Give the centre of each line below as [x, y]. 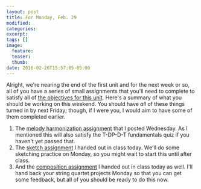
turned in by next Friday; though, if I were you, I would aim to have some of [99, 110]
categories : [21, 29]
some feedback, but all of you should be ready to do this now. [92, 180]
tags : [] [17, 40]
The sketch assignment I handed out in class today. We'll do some [97, 147]
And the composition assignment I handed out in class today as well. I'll [104, 167]
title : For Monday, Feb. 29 [42, 17]
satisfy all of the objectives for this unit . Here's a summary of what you [94, 98]
